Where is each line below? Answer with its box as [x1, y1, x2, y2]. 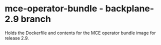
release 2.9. [4, 35, 29, 41]
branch [20, 13, 51, 25]
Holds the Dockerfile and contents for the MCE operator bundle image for [4, 30, 156, 36]
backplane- [105, 3, 154, 14]
